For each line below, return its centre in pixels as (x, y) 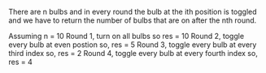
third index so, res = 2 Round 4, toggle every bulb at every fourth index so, (133, 53)
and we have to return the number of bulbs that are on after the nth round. (133, 20)
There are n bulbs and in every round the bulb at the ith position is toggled (133, 12)
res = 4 (20, 62)
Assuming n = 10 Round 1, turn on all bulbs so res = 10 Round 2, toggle (126, 36)
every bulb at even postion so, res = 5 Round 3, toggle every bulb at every (133, 45)
